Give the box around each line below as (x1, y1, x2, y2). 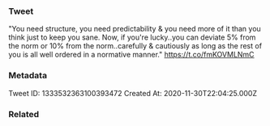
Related (8, 108, 40, 120)
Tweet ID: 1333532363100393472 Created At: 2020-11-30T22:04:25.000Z (8, 88, 258, 98)
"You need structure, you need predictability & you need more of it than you (8, 24, 261, 34)
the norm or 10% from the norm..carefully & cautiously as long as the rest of (8, 41, 262, 51)
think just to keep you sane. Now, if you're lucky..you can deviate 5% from (8, 32, 256, 42)
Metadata (8, 70, 47, 82)
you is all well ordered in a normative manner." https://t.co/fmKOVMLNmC (8, 50, 255, 60)
